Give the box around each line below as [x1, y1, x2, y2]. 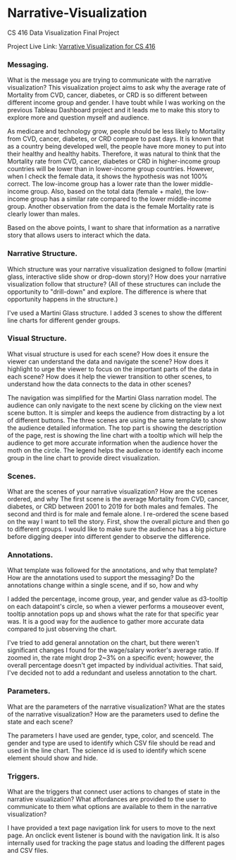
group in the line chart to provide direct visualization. [7, 453, 161, 462]
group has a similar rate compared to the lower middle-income [30, 194, 212, 203]
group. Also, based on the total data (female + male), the [30, 187, 195, 196]
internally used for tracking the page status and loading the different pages [7, 839, 225, 847]
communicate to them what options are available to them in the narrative [7, 803, 218, 811]
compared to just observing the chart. [7, 624, 118, 634]
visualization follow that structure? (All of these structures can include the [7, 279, 221, 288]
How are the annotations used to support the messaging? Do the [7, 574, 195, 582]
